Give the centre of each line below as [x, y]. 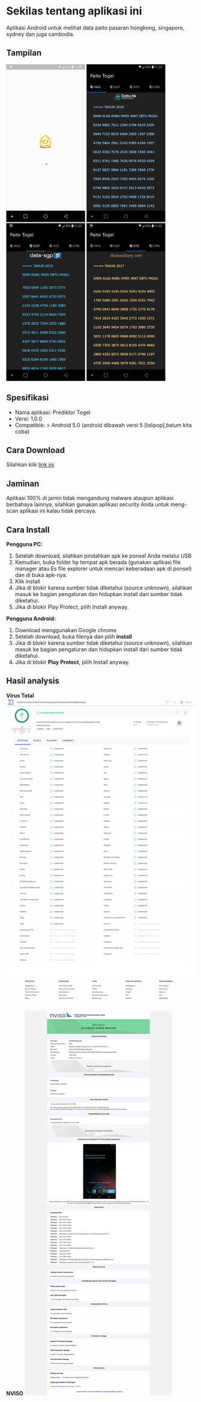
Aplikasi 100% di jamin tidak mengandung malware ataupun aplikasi [90, 498]
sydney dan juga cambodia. [40, 34]
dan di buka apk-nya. [41, 575]
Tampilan [24, 53]
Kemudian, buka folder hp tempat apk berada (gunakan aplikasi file [98, 562]
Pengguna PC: [25, 544]
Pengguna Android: [31, 618]
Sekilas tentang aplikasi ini [74, 11]
